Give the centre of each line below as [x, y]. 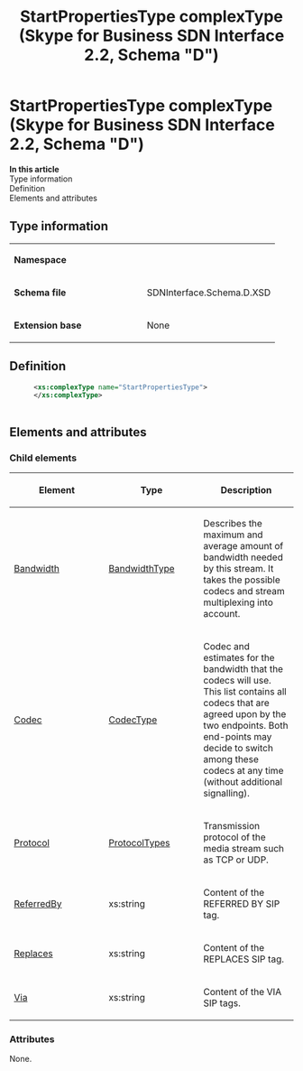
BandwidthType [142, 568]
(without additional [243, 781]
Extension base [48, 325]
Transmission [232, 825]
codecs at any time [243, 770]
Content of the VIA [243, 992]
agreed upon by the [245, 713]
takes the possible [242, 580]
